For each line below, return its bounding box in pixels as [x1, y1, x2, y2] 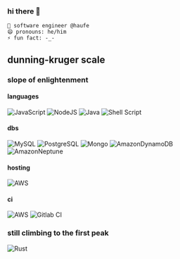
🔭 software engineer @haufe [7, 23, 90, 30]
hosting [7, 163, 30, 172]
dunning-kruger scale [7, 53, 105, 65]
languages [7, 92, 39, 101]
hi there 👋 [7, 6, 41, 16]
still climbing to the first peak [7, 228, 109, 238]
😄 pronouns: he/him [7, 28, 67, 36]
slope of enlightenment [7, 75, 89, 84]
